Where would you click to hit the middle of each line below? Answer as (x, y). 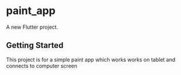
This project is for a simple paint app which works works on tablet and (91, 59)
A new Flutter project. (32, 27)
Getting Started (35, 45)
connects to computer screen (42, 66)
